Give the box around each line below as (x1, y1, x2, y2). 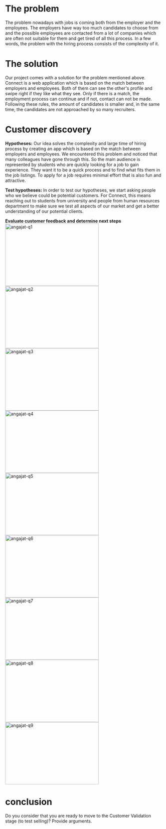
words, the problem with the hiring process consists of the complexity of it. (5, 40, 160, 46)
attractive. (5, 177, 26, 183)
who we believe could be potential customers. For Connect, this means (5, 192, 151, 198)
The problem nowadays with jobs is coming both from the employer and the (5, 19, 161, 25)
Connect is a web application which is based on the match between (5, 80, 144, 86)
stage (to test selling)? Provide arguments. (5, 818, 92, 824)
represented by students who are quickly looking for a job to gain (5, 162, 139, 167)
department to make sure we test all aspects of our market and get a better (5, 203, 160, 209)
